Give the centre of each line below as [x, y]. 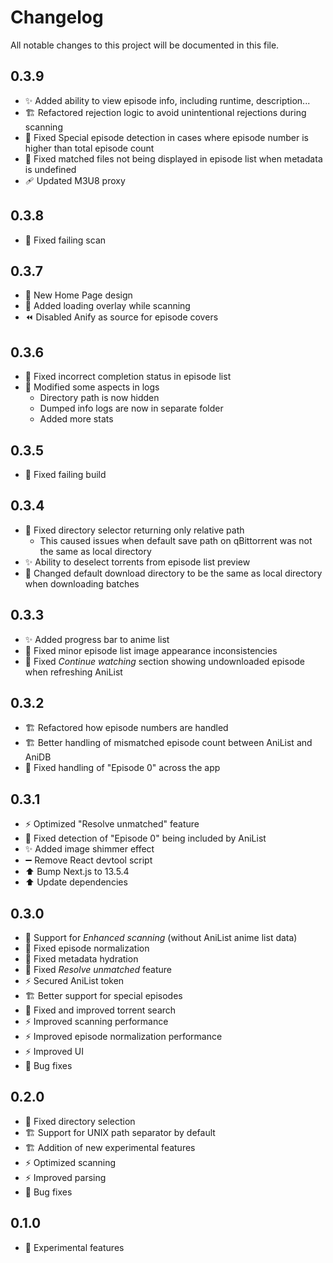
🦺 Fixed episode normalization [87, 948]
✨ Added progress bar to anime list [97, 639]
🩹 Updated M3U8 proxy [75, 180]
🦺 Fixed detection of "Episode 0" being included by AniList [145, 838]
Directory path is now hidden [99, 398]
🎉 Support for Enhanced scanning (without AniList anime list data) [161, 938]
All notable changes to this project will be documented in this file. [145, 45]
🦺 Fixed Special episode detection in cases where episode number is [166, 137]
